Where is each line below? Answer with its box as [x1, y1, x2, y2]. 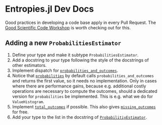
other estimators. [12, 62, 47, 68]
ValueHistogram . [12, 99, 45, 104]
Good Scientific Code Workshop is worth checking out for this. [5, 24, 131, 30]
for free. [12, 109, 29, 115]
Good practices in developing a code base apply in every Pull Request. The [5, 20, 156, 25]
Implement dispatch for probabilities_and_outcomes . [12, 67, 119, 73]
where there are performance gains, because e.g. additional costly [12, 83, 146, 89]
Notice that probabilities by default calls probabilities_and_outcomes [12, 72, 154, 79]
